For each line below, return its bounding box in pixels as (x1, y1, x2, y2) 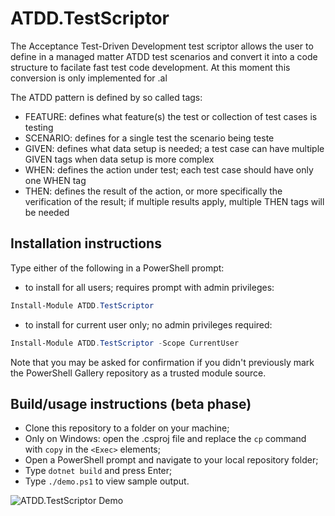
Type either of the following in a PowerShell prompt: (10, 262, 225, 274)
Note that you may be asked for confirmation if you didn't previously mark (10, 356, 315, 368)
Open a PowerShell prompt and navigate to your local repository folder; (24, 454, 319, 466)
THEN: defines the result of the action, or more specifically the (24, 185, 283, 197)
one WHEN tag (24, 174, 87, 186)
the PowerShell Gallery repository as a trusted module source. (10, 367, 267, 379)
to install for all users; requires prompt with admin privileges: (24, 281, 275, 293)
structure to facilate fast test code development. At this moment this (10, 61, 291, 73)
